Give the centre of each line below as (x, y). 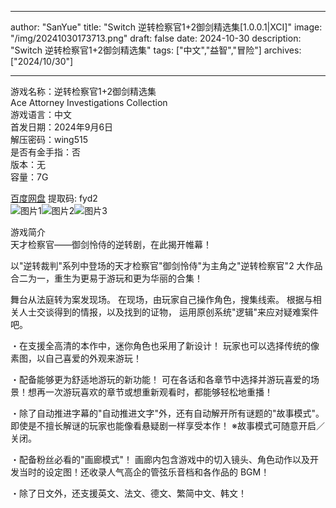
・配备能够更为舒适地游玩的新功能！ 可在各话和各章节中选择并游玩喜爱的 (160, 379)
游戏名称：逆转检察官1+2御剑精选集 (83, 91)
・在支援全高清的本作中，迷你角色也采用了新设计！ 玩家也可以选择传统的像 (165, 345)
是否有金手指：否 (45, 152)
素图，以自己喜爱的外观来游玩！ (76, 358)
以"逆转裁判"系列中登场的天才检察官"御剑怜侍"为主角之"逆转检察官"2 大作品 (166, 265)
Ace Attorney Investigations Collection (89, 102)
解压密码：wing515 (49, 139)
